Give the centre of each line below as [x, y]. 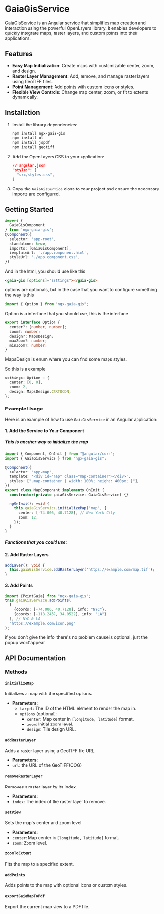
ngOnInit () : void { [29, 504]
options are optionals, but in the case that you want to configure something [81, 290]
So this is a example [25, 369]
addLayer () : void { [25, 565]
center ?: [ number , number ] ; [38, 327]
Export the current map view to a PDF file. [47, 907]
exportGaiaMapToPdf [25, 896]
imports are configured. [36, 194]
